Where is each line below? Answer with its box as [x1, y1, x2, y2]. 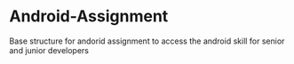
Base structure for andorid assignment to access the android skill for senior [9, 36, 285, 46]
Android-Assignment [9, 6, 169, 27]
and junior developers [9, 44, 89, 55]
